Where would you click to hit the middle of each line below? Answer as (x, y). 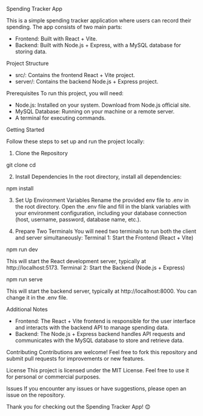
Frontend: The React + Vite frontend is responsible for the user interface (105, 321)
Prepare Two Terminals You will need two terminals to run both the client (106, 231)
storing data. (31, 52)
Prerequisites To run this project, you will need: (65, 93)
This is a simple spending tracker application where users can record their (99, 20)
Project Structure (28, 63)
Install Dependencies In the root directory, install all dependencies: (98, 176)
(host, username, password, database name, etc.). (78, 220)
